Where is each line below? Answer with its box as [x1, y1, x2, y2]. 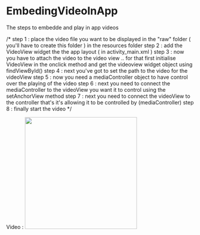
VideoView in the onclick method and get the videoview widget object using [6, 61, 193, 68]
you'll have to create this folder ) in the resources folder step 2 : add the [6, 42, 183, 49]
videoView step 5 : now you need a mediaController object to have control [6, 73, 188, 81]
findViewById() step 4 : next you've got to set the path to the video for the [6, 67, 188, 74]
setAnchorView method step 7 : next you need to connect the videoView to [6, 92, 190, 100]
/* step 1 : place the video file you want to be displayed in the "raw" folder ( [6, 35, 191, 42]
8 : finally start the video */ [6, 105, 72, 112]
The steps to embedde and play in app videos [6, 24, 119, 31]
